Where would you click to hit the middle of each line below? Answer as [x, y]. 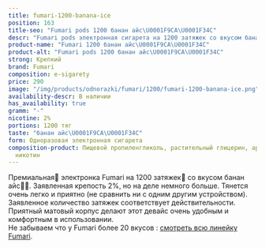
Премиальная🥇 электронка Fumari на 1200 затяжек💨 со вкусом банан [126, 178]
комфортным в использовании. [61, 220]
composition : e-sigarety [49, 74]
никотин [28, 155]
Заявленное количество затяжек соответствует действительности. [122, 203]
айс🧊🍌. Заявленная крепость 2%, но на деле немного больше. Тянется [128, 186]
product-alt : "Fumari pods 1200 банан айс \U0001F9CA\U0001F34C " [116, 52]
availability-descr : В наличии [60, 96]
